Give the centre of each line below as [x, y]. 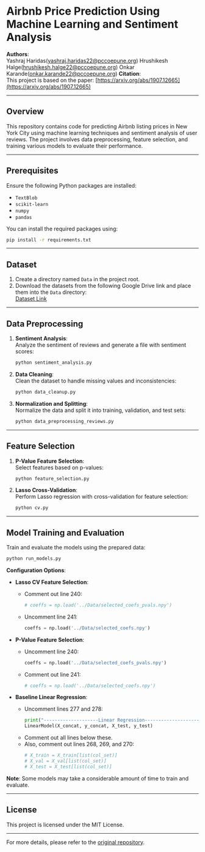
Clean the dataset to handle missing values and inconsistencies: [96, 381]
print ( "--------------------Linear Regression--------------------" [113, 720]
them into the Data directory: [51, 292]
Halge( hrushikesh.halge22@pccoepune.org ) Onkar [70, 67]
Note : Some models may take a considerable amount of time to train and [98, 778]
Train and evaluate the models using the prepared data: [76, 548]
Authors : [18, 54]
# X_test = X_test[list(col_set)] [68, 766]
